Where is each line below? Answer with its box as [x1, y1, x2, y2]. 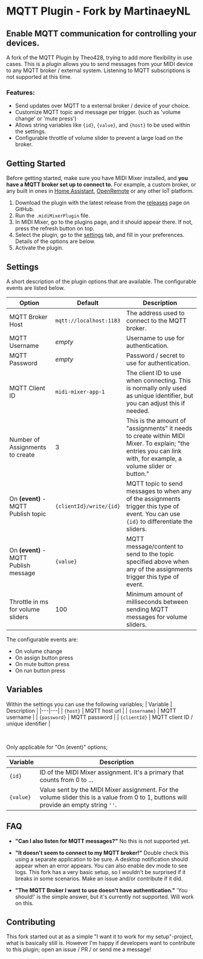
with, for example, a [126, 454, 182, 463]
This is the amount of [126, 416, 186, 425]
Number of [9, 435, 40, 444]
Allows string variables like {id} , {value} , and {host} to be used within [14, 121, 190, 129]
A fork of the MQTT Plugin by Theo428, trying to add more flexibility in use [6, 54, 192, 61]
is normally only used [126, 384, 187, 392]
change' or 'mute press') [14, 115, 77, 122]
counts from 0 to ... [39, 775, 94, 784]
